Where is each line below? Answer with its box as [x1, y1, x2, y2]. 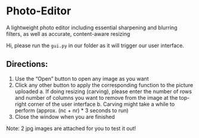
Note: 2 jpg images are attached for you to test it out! [6, 124, 136, 132]
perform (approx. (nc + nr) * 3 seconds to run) [14, 106, 129, 114]
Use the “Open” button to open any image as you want [14, 75, 149, 82]
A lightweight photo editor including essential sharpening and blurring [6, 24, 178, 31]
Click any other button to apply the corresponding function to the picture [14, 81, 194, 88]
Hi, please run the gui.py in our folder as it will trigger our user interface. [6, 42, 185, 49]
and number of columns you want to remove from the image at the [14, 94, 178, 101]
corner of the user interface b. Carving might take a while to [27, 100, 175, 108]
